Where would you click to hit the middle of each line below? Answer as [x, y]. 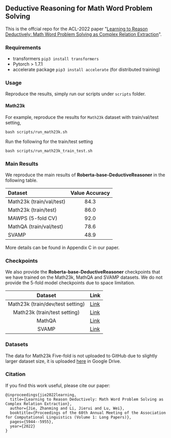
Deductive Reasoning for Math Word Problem [79, 8]
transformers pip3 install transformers [56, 59]
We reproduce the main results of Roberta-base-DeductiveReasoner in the [85, 175]
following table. [22, 180]
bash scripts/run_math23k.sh [36, 132]
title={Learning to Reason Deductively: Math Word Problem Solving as [87, 399]
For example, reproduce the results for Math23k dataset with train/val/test [82, 117]
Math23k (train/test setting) [46, 312]
